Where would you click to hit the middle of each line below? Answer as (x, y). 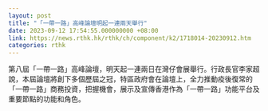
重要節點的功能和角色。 (47, 99)
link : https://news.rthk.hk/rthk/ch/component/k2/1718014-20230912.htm (130, 38)
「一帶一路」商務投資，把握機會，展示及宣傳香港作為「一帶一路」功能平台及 (134, 89)
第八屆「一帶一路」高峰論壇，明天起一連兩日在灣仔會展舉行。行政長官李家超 (134, 69)
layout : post (30, 16)
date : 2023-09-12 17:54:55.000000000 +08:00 (83, 30)
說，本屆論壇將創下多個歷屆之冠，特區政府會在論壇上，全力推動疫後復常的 (130, 79)
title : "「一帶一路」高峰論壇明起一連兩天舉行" (78, 23)
